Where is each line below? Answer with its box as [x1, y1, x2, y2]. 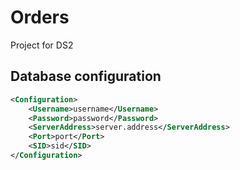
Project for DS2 [10, 39, 74, 51]
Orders [10, 6, 70, 29]
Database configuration [10, 68, 162, 85]
